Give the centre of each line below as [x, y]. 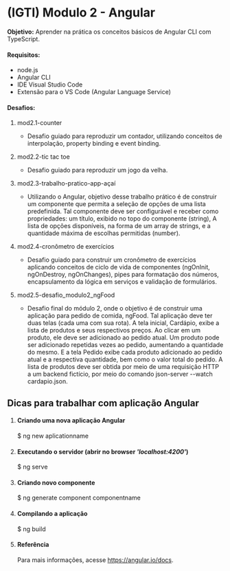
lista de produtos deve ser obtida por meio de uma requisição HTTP [123, 367]
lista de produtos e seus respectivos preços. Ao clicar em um [114, 331]
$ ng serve [32, 467]
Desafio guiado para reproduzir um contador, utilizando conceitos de [125, 136]
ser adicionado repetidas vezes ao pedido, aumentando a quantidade [125, 345]
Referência [33, 545]
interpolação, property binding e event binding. [94, 144]
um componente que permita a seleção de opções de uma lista [116, 204]
